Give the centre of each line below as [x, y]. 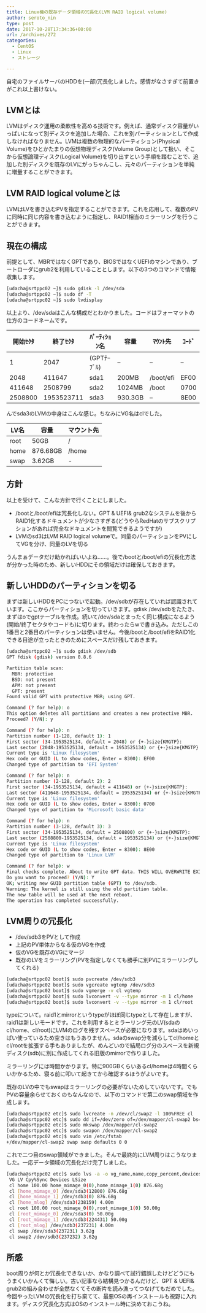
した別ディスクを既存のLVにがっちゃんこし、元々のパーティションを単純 [103, 164]
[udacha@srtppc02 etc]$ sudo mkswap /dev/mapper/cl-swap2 [82, 1125]
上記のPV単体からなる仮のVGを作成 [60, 945]
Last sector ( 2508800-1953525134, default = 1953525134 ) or [85, 838]
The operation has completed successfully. [63, 900]
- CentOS [23, 47]
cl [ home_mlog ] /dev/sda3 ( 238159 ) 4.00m [61, 1203]
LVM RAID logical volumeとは [63, 193]
